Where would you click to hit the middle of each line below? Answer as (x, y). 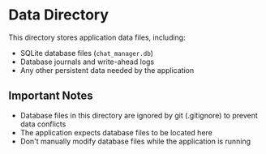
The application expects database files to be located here (116, 132)
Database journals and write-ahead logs (87, 62)
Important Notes (51, 96)
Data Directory (59, 15)
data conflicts (43, 124)
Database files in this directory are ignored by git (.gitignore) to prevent (139, 115)
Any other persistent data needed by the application (107, 70)
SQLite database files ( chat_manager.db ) (87, 53)
